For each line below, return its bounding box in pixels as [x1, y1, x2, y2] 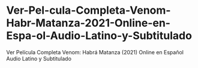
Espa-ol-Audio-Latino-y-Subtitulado [6, 29, 192, 42]
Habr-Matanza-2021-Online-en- [6, 16, 171, 30]
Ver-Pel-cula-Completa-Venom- [6, 4, 171, 17]
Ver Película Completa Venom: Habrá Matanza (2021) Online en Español [6, 48, 184, 55]
